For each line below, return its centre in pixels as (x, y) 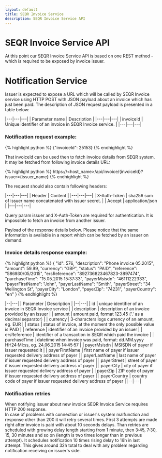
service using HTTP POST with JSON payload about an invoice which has (79, 100)
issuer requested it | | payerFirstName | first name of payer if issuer (72, 350)
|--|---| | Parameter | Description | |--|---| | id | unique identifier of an (74, 304)
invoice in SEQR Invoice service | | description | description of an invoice (77, 308)
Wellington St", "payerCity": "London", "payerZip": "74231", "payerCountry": (81, 289)
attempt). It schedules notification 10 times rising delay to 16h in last (73, 441)
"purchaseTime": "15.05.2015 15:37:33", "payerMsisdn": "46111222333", (76, 279)
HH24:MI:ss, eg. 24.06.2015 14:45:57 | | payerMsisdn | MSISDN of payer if (79, 345)
